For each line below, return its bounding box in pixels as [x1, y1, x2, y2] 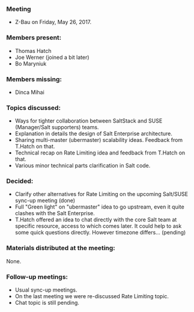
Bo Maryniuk [14, 60, 47, 67]
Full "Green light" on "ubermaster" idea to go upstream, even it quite [14, 203, 184, 210]
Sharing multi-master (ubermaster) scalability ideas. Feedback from [14, 136, 183, 144]
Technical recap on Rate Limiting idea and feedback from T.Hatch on [14, 149, 186, 156]
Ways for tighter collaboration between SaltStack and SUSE [14, 117, 163, 124]
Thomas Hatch [14, 47, 52, 54]
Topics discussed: [6, 103, 61, 112]
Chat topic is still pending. [14, 299, 80, 307]
